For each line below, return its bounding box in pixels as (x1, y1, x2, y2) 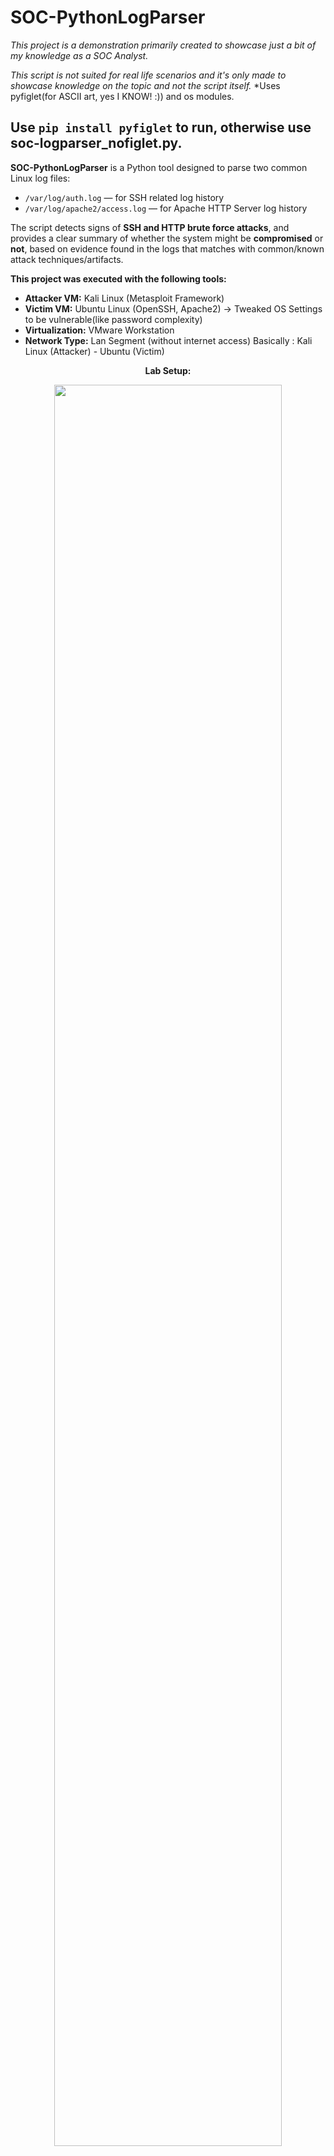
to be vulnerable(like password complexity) (24, 313, 203, 325)
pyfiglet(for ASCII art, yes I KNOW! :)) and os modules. (10, 90, 235, 102)
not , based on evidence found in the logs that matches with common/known (10, 242, 325, 255)
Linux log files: (10, 172, 71, 184)
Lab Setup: (144, 364, 192, 376)
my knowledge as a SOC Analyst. (10, 49, 149, 61)
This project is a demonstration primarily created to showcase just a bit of (10, 39, 317, 51)
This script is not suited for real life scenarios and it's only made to (10, 69, 287, 81)
